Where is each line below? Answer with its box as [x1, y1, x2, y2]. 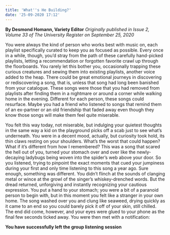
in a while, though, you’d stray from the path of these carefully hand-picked [5, 52, 163, 59]
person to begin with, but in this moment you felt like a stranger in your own [5, 192, 163, 198]
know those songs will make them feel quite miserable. [5, 112, 120, 118]
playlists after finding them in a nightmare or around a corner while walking [5, 90, 162, 96]
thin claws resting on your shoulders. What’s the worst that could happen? [5, 138, 160, 144]
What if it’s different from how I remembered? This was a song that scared [5, 143, 160, 149]
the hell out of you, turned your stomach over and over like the [5, 149, 136, 155]
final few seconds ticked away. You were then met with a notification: [5, 214, 150, 220]
